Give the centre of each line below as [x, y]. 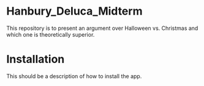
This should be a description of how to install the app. [74, 76]
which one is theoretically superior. [51, 34]
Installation [36, 59]
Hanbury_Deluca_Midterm [74, 11]
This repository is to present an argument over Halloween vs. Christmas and [102, 28]
